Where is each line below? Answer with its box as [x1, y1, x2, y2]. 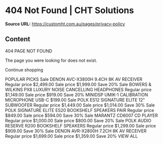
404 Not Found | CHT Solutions [5, 5, 134, 16]
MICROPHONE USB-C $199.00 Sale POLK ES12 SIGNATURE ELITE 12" [5, 97, 145, 103]
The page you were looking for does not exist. [5, 57, 97, 63]
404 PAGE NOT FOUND [5, 48, 53, 54]
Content [5, 35, 31, 43]
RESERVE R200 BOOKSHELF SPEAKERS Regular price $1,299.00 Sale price [5, 123, 156, 128]
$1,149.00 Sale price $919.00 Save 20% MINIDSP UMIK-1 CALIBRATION [5, 91, 148, 97]
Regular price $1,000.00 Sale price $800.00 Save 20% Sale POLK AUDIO [5, 117, 152, 124]
